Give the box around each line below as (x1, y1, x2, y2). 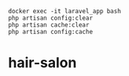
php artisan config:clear (8, 14, 93, 22)
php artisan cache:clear (8, 21, 90, 29)
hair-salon (8, 54, 77, 72)
